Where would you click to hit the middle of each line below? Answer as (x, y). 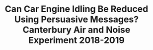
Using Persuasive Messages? (76, 19)
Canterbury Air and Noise (76, 30)
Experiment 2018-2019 (76, 40)
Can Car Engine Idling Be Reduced (76, 9)
